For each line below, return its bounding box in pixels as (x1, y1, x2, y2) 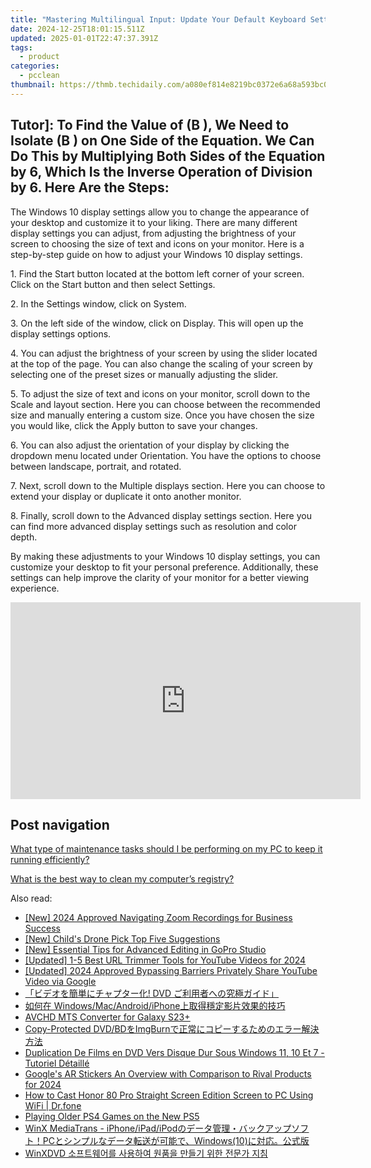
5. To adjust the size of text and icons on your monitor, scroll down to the (10, 387, 311, 400)
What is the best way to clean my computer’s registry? (10, 873, 235, 885)
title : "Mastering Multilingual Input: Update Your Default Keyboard (10, 14, 307, 25)
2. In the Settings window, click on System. (10, 297, 187, 310)
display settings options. (10, 327, 112, 340)
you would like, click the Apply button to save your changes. (10, 419, 258, 431)
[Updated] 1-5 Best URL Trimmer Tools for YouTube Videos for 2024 (24, 954, 307, 966)
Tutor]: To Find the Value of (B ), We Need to (10, 117, 290, 134)
